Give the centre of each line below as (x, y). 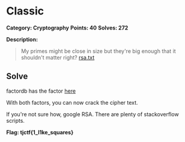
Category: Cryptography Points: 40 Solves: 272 (67, 28)
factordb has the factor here (41, 91)
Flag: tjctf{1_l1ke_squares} (40, 132)
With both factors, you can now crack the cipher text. (72, 102)
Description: (22, 39)
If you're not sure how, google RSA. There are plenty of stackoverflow (92, 114)
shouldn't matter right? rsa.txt (58, 57)
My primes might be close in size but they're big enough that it (98, 51)
